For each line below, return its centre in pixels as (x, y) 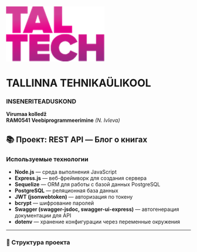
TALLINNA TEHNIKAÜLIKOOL (79, 83)
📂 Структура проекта (38, 243)
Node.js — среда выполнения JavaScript (66, 172)
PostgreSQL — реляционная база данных (66, 190)
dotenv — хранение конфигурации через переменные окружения (97, 222)
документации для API (43, 216)
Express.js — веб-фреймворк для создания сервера (81, 178)
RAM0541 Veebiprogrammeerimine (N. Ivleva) (63, 120)
